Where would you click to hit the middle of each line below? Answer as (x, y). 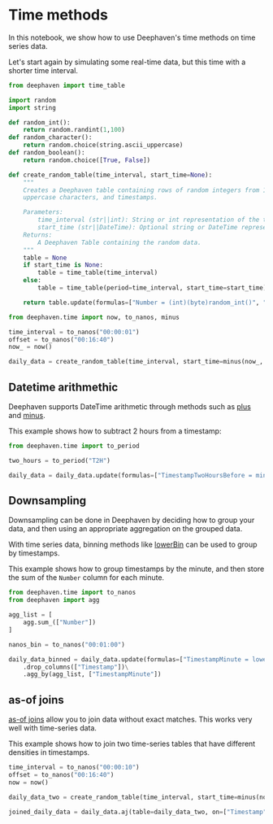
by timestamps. (34, 553)
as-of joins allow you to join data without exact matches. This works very (130, 719)
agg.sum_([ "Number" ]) (59, 623)
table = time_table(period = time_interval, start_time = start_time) (152, 288)
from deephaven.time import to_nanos (72, 593)
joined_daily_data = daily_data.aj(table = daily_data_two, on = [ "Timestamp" (138, 812)
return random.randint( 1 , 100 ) (74, 130)
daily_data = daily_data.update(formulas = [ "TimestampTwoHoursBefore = (130, 475)
